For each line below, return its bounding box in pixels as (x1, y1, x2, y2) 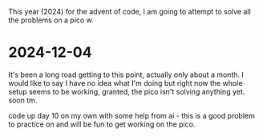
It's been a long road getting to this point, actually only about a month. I (8, 70, 245, 79)
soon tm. (8, 95, 38, 105)
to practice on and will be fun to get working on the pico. (8, 119, 196, 129)
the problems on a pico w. (8, 15, 94, 25)
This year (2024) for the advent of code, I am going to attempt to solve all (8, 7, 251, 16)
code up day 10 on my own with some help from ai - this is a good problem (8, 111, 255, 120)
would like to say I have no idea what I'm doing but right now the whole (8, 78, 243, 87)
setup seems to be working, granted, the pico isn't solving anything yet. (8, 87, 245, 96)
